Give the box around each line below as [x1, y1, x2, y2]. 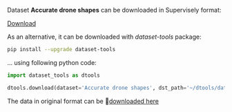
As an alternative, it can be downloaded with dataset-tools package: [7, 32, 202, 41]
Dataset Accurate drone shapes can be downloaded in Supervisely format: [7, 6, 222, 14]
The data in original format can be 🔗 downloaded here [7, 97, 159, 105]
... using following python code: [7, 58, 97, 66]
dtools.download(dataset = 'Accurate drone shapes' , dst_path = [7, 84, 187, 91]
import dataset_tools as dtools [7, 72, 100, 79]
